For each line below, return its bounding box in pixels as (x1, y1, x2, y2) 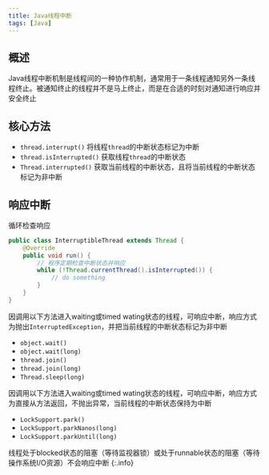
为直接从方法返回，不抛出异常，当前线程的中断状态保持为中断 (8, 398, 212, 408)
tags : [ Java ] (8, 19, 52, 27)
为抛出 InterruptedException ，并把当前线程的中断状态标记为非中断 (8, 321, 228, 331)
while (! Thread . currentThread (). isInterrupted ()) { (37, 266, 214, 275)
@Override (22, 244, 56, 252)
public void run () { (22, 252, 91, 260)
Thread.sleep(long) (19, 373, 86, 381)
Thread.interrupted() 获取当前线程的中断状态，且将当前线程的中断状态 (19, 162, 255, 172)
